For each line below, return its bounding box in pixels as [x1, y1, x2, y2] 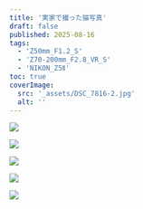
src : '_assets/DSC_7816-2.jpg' [17, 89, 136, 98]
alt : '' [17, 97, 47, 107]
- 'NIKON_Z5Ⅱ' [17, 64, 71, 73]
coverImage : [9, 81, 54, 90]
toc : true [9, 72, 47, 81]
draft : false [9, 22, 59, 31]
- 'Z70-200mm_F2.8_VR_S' [17, 55, 111, 64]
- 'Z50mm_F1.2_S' [17, 47, 83, 56]
